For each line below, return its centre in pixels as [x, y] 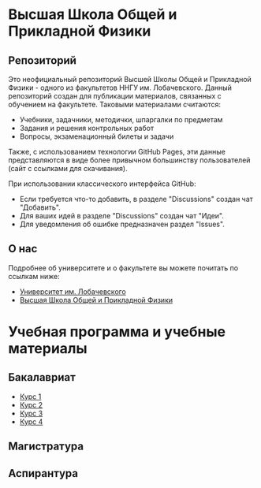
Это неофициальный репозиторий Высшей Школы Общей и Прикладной [130, 79]
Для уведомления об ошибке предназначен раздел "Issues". [122, 224]
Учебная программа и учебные [117, 332]
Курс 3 [31, 413]
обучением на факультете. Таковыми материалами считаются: [115, 104]
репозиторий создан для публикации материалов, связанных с [115, 96]
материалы [48, 348]
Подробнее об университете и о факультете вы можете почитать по [123, 268]
